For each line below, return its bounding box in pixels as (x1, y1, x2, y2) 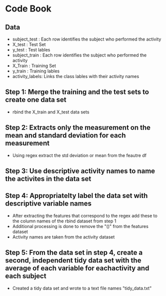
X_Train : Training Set (12, 63, 56, 68)
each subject (5, 272, 46, 280)
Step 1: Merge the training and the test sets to (5, 88, 150, 96)
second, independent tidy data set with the (5, 256, 142, 265)
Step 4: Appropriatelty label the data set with (5, 191, 148, 200)
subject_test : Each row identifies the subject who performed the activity (12, 36, 162, 42)
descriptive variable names (5, 199, 92, 208)
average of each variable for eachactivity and (5, 264, 150, 272)
